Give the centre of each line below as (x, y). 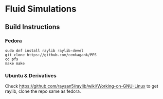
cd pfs (12, 59)
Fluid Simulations (41, 9)
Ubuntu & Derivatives (31, 75)
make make (15, 63)
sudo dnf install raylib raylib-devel (44, 50)
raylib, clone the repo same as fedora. (43, 91)
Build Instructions (33, 27)
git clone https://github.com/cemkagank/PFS (51, 55)
